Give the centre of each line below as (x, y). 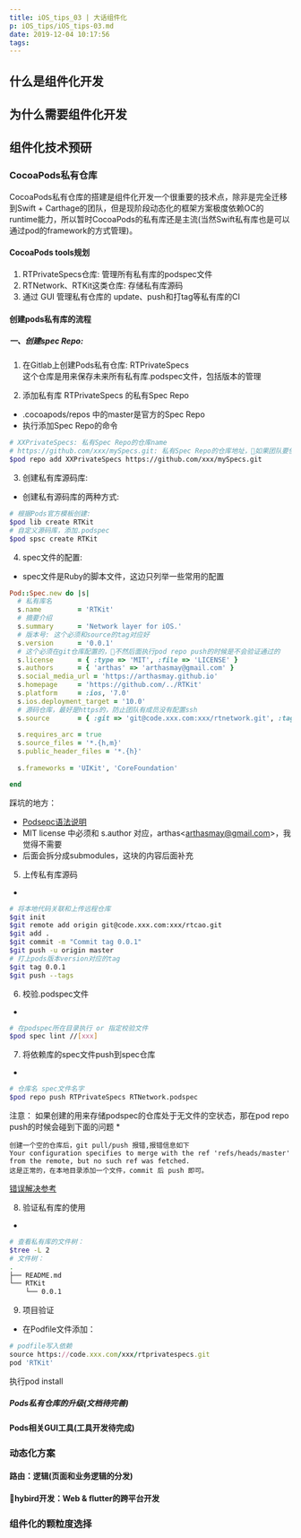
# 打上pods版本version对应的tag (65, 959)
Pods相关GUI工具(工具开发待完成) (72, 1428)
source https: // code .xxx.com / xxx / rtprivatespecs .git (110, 1355)
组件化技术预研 (51, 148)
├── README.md (36, 1275)
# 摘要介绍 (35, 618)
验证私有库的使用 (54, 1208)
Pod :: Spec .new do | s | (50, 593)
